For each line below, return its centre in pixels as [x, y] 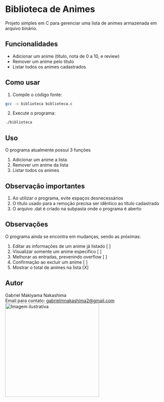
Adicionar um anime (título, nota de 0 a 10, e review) [66, 56]
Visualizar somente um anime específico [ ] [57, 251]
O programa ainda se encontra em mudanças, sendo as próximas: [73, 236]
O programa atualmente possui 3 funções [48, 150]
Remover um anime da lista [40, 165]
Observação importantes [45, 186]
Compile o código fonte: [37, 94]
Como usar [23, 83]
